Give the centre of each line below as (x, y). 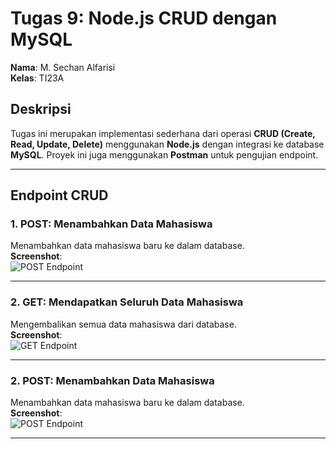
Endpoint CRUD (59, 195)
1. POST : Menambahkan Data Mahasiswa (111, 224)
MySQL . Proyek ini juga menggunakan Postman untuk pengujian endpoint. (164, 154)
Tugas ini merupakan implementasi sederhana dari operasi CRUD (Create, (163, 133)
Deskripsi (41, 109)
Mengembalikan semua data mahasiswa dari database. (123, 324)
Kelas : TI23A (37, 78)
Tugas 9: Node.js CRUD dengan (144, 18)
